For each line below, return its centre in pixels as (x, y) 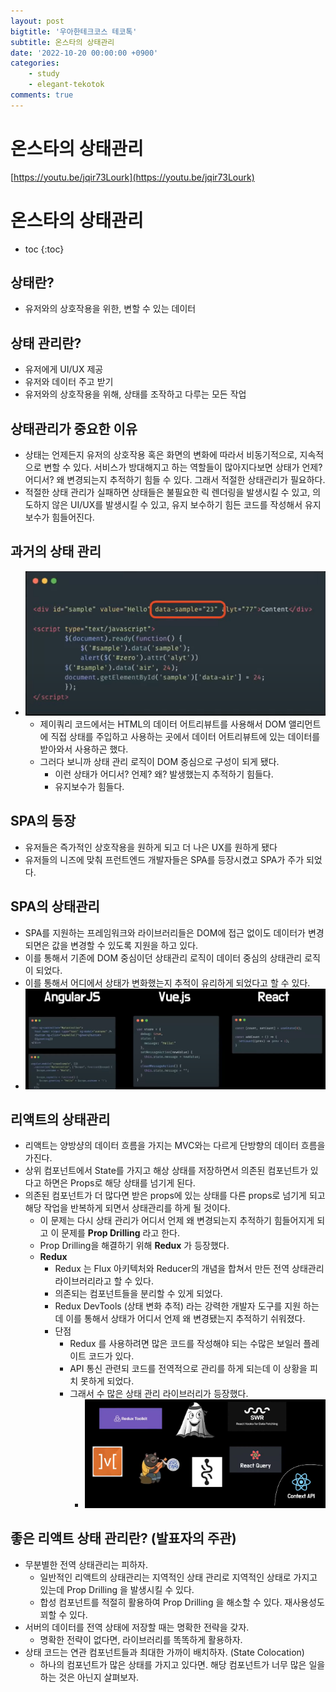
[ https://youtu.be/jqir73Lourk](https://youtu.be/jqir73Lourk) (132, 177)
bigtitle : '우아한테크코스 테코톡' (74, 31)
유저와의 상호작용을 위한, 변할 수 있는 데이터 (110, 309)
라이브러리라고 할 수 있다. (104, 1281)
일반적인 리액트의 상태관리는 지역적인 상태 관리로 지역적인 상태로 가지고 (178, 1577)
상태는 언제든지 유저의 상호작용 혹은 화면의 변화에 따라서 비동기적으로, (161, 455)
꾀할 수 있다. (63, 1614)
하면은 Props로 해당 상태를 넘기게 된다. (119, 1183)
